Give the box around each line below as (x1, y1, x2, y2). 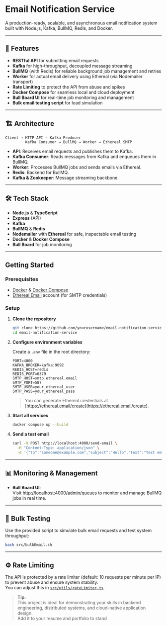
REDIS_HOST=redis (12, 367, 49, 372)
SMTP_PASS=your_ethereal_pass (12, 389, 76, 394)
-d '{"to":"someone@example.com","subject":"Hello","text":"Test (17, 450, 155, 455)
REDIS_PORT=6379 (12, 371, 46, 376)
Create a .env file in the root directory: (12, 349, 91, 355)
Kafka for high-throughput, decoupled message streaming (12, 63, 133, 69)
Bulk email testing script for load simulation (12, 99, 103, 105)
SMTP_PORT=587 (12, 380, 42, 385)
